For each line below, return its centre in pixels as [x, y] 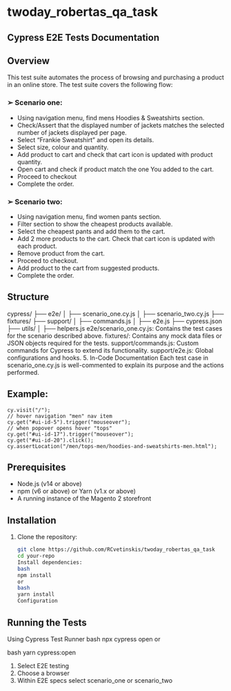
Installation [32, 520]
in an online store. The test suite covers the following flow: [90, 85]
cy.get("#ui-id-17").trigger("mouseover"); [71, 434]
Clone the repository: [47, 537]
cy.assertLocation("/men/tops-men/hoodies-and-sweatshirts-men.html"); [112, 446]
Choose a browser [43, 673]
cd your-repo [36, 556]
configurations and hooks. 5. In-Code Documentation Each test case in [108, 358]
